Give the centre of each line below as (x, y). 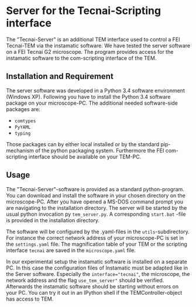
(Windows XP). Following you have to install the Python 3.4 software (88, 96)
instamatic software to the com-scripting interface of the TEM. (81, 58)
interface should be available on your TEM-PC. (85, 157)
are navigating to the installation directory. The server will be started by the (97, 208)
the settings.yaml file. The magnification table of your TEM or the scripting (97, 244)
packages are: (23, 109)
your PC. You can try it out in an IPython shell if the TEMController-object (94, 292)
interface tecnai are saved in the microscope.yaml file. (71, 250)
